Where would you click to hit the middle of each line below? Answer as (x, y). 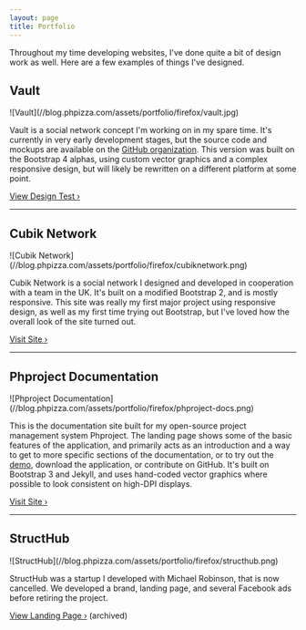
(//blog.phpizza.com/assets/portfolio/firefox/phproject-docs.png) (132, 408)
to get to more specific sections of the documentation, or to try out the (142, 454)
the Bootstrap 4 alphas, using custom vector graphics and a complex (139, 160)
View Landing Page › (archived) (69, 615)
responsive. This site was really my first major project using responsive (143, 303)
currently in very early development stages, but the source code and (138, 140)
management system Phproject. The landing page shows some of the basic (151, 435)
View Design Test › (45, 196)
